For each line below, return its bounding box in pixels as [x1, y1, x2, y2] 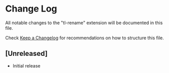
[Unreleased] [5, 49, 48, 58]
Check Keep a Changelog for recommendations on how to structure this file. [5, 35, 164, 41]
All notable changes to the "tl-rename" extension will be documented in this [5, 20, 163, 26]
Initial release [12, 62, 40, 68]
